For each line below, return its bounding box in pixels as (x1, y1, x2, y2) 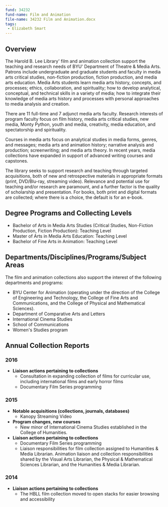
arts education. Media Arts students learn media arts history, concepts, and (5, 79, 162, 86)
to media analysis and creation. (5, 101, 70, 107)
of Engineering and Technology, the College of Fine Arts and (12, 295, 138, 301)
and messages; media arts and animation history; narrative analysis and (5, 141, 154, 148)
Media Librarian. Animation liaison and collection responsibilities (20, 451, 153, 457)
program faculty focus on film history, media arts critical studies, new (5, 116, 149, 122)
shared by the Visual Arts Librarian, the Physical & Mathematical (20, 456, 153, 462)
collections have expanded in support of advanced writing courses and (5, 152, 153, 159)
